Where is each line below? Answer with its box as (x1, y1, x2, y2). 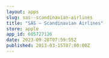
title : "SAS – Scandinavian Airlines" (6, 20, 104, 26)
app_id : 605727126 (6, 31, 52, 37)
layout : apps (6, 8, 39, 15)
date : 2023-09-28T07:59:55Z (6, 37, 77, 43)
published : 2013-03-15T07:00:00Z (6, 43, 90, 49)
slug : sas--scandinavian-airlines (6, 14, 93, 21)
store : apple (6, 25, 39, 32)
